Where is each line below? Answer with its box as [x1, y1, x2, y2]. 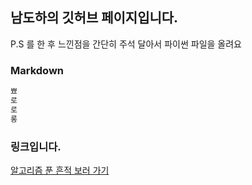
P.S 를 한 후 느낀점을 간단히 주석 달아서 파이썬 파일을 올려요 [10, 38, 242, 50]
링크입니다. [10, 139, 62, 153]
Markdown [10, 63, 64, 77]
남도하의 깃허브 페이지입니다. [10, 9, 179, 27]
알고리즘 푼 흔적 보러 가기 [10, 164, 110, 176]
